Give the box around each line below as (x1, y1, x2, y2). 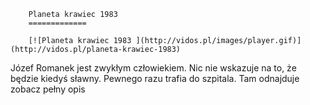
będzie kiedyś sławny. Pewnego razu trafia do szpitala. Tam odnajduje (10, 73, 300, 84)
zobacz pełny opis (10, 83, 86, 95)
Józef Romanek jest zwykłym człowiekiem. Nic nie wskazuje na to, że (10, 62, 297, 74)
